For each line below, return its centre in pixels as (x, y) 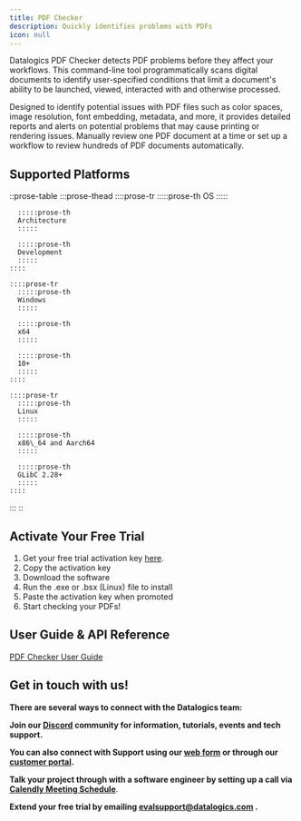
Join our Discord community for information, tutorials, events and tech (145, 725)
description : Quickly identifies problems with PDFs (111, 26)
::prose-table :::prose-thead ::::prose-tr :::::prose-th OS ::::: (119, 196)
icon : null (30, 35)
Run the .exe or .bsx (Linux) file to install (97, 587)
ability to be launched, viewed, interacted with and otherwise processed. (145, 89)
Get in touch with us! (69, 685)
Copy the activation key (67, 568)
